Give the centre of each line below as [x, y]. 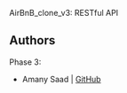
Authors [32, 40]
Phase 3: [25, 62]
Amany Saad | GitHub [61, 79]
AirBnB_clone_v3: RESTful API [64, 13]
